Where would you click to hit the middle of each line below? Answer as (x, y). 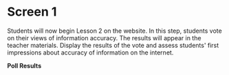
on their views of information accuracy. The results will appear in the (104, 37)
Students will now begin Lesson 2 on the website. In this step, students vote (115, 31)
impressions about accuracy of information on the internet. (90, 52)
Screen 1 (32, 12)
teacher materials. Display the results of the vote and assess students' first (113, 45)
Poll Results (24, 65)
